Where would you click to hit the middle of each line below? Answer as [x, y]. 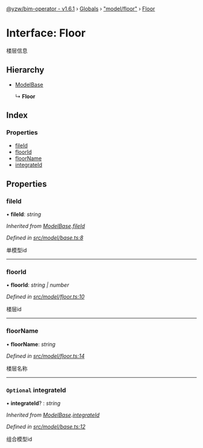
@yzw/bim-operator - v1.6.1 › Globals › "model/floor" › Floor [81, 9]
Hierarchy [25, 70]
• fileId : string [24, 215]
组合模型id [19, 439]
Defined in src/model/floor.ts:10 [45, 297]
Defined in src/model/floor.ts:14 [45, 355]
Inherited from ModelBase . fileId [46, 226]
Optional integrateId [36, 390]
